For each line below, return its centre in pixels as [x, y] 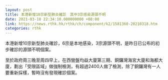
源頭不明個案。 [38, 49]
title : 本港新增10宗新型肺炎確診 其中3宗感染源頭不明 [55, 14]
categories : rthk [23, 28]
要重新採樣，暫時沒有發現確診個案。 [42, 72]
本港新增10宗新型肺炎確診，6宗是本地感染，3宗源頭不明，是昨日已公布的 [80, 43]
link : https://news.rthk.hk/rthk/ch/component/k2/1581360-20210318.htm [81, 24]
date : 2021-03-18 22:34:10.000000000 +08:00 [52, 19]
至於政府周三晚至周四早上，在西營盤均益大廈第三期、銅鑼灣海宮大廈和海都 [82, 60]
